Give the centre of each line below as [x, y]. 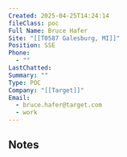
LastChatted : [30, 68]
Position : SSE [32, 46]
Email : [19, 98]
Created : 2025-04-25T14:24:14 [59, 16]
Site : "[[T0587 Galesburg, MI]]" [64, 38]
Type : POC [25, 83]
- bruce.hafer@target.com [59, 105]
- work [27, 113]
